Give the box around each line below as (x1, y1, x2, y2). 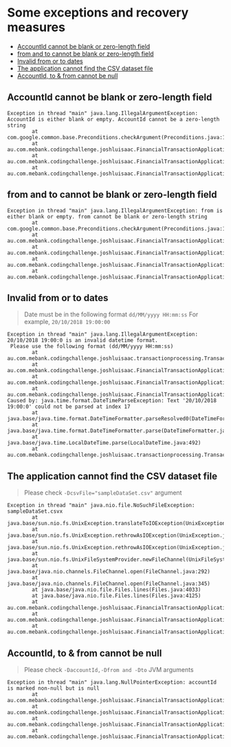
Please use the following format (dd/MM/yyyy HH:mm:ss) (10, 343, 174, 350)
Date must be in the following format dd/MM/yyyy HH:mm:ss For (23, 310, 199, 318)
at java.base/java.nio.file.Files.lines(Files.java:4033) (32, 586, 201, 593)
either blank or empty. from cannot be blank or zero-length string (7, 213, 208, 220)
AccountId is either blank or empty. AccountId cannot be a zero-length (7, 116, 220, 123)
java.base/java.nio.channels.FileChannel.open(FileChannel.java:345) (7, 580, 211, 587)
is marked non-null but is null (7, 685, 100, 692)
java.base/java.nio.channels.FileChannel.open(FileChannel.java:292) (7, 569, 211, 575)
